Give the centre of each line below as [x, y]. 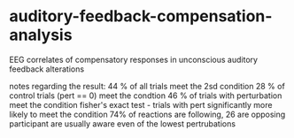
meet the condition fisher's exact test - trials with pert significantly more [141, 104]
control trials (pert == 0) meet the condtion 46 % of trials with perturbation [146, 96]
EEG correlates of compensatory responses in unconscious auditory [134, 59]
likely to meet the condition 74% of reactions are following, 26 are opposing [147, 114]
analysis [41, 35]
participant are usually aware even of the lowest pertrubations [123, 123]
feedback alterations [47, 69]
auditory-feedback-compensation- [141, 16]
